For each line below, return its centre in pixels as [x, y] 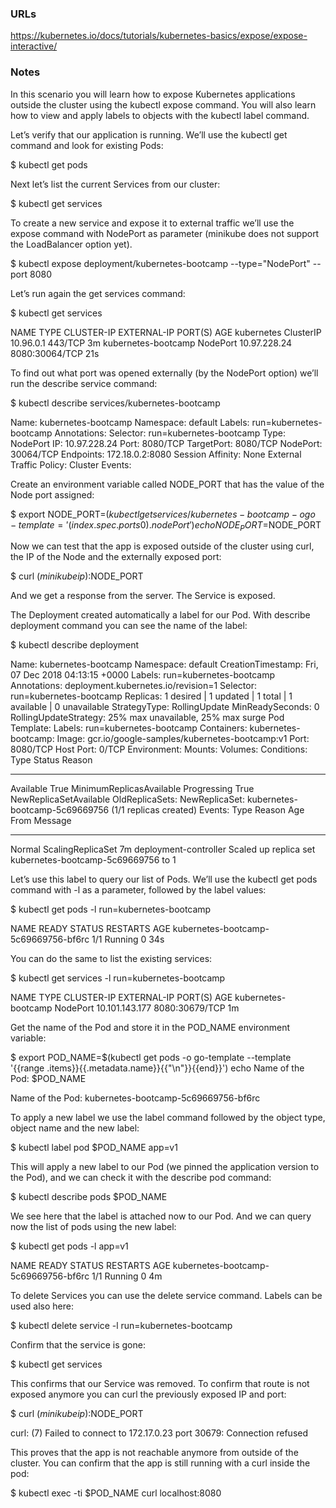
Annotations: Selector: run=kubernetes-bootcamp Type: [170, 433]
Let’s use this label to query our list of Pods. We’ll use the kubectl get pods [164, 879]
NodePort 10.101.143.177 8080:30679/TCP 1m [147, 1008]
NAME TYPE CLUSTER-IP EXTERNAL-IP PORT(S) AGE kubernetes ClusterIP [166, 332]
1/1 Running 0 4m [127, 1276]
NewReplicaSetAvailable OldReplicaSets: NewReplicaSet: [127, 799]
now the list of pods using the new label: [93, 1227]
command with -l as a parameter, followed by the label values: [138, 890]
